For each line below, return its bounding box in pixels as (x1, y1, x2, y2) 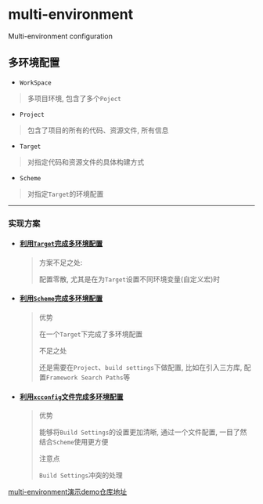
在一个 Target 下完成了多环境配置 (38, 329, 143, 339)
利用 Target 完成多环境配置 (19, 239, 103, 248)
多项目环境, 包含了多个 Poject (27, 93, 121, 103)
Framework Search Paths (45, 374, 124, 382)
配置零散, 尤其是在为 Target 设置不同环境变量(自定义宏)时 (38, 274, 221, 284)
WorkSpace (19, 78, 52, 87)
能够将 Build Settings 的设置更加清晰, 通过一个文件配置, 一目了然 (38, 427, 247, 437)
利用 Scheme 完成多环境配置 (19, 294, 103, 303)
